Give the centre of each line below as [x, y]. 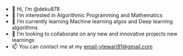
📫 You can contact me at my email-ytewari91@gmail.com [82, 46]
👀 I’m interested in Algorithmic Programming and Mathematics [87, 15]
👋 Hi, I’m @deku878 [36, 9]
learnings [23, 40]
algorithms [25, 27]
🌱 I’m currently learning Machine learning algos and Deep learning [92, 21]
